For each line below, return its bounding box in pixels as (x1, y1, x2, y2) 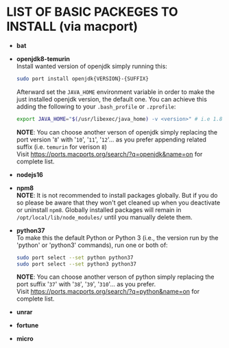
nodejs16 (16, 170, 44, 178)
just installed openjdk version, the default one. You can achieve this (16, 95, 207, 103)
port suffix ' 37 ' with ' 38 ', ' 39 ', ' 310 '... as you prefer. (16, 280, 156, 288)
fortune (16, 321, 39, 329)
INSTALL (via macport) (6, 19, 138, 34)
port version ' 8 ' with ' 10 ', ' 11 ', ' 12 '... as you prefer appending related (16, 135, 207, 143)
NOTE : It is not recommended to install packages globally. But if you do (16, 191, 218, 199)
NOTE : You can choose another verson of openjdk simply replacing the (16, 128, 217, 136)
